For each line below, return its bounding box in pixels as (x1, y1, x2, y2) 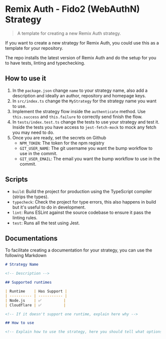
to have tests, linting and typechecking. (5, 60, 85, 66)
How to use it (5, 74, 46, 83)
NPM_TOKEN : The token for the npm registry (19, 140, 105, 146)
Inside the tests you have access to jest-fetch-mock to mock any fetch (12, 124, 157, 130)
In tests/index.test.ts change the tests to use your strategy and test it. (12, 119, 160, 125)
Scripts (5, 175, 28, 184)
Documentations (5, 234, 58, 243)
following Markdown (5, 253, 47, 258)
